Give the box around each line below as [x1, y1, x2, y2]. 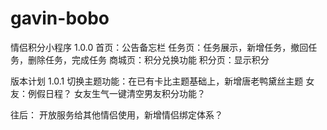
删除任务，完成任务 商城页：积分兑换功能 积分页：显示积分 [27, 53, 270, 66]
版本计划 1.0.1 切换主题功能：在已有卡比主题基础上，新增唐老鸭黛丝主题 [10, 75, 304, 87]
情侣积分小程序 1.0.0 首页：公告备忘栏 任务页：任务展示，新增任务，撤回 [10, 41, 309, 53]
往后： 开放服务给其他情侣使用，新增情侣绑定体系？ [10, 108, 223, 121]
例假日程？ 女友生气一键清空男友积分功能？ [27, 87, 206, 99]
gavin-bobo [10, 7, 110, 30]
